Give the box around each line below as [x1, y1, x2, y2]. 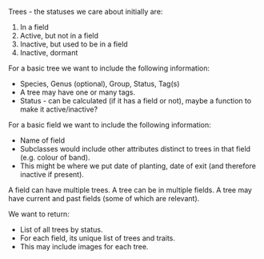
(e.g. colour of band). [19, 152, 90, 162]
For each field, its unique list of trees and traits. [19, 233, 176, 243]
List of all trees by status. [19, 225, 103, 234]
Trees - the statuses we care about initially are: [8, 7, 163, 16]
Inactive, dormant [19, 48, 78, 57]
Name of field [19, 136, 66, 145]
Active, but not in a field [19, 31, 98, 40]
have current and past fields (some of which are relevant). [8, 194, 200, 203]
